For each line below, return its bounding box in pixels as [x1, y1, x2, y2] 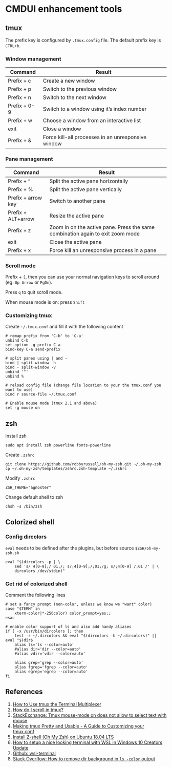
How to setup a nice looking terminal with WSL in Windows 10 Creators [12, 739, 163, 745]
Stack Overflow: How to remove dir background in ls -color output [12, 755, 155, 762]
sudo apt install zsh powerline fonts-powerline [5, 443, 111, 448]
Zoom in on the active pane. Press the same [49, 224, 155, 231]
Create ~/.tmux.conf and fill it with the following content [5, 324, 124, 330]
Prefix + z [8, 227, 31, 234]
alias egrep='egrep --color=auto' [14, 669, 88, 674]
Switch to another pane [49, 197, 106, 204]
